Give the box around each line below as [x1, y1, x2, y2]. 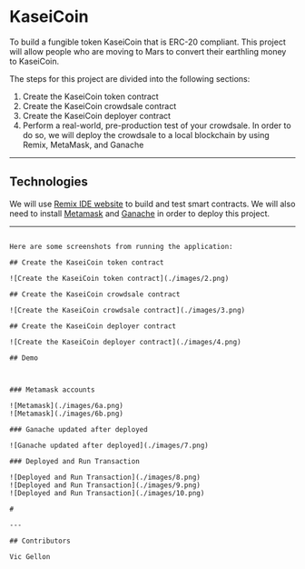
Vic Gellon [9, 552, 51, 561]
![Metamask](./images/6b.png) [9, 409, 124, 418]
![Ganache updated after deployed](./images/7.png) [9, 441, 209, 450]
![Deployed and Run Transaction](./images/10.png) [9, 488, 205, 497]
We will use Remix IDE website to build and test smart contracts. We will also [9, 198, 296, 209]
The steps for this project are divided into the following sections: [9, 73, 251, 84]
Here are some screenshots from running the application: [9, 242, 233, 251]
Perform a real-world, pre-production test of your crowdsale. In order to [22, 120, 292, 131]
